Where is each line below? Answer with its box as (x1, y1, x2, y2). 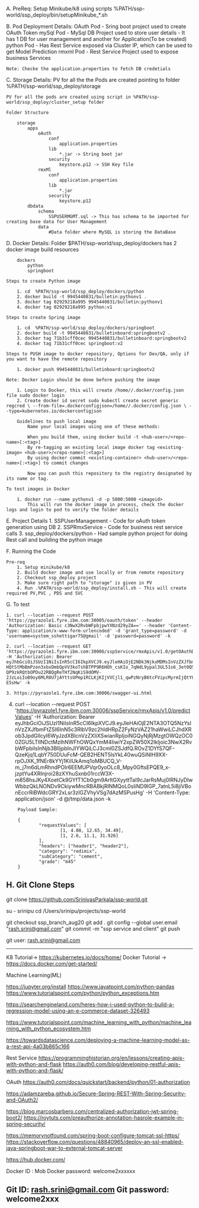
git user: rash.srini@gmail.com (6, 937, 81, 944)
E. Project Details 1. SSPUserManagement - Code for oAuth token (6, 517, 166, 524)
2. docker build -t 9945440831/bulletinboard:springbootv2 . (17, 330, 171, 336)
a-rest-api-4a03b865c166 (6, 1042, 70, 1050)
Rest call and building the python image (6, 536, 102, 543)
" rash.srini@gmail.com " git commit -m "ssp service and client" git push (6, 925, 181, 932)
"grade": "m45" (38, 859, 76, 865)
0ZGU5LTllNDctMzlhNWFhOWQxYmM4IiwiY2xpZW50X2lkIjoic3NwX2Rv (14, 739, 192, 745)
